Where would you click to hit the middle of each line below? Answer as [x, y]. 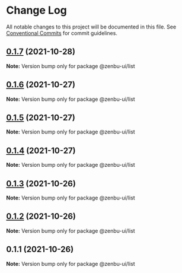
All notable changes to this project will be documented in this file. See [91, 27]
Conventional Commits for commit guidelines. [62, 33]
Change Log [36, 10]
